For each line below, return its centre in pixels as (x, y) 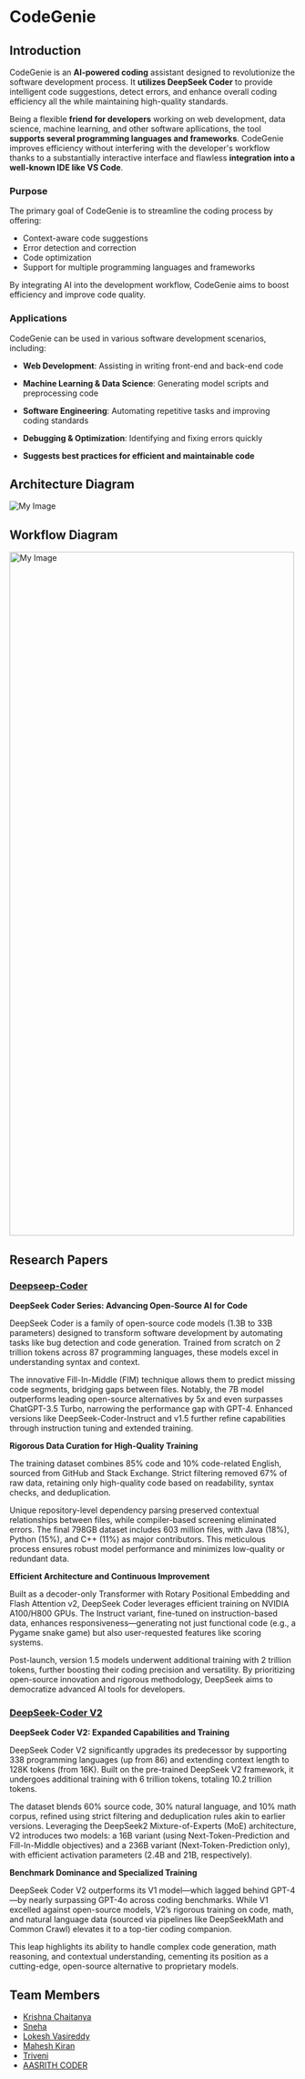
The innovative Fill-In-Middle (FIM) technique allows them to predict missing (152, 1380)
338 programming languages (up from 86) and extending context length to (149, 1760)
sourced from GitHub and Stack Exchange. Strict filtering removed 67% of (148, 1473)
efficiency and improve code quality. (78, 295)
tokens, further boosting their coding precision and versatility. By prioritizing (152, 1670)
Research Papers (59, 1260)
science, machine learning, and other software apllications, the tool (136, 129)
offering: (25, 221)
